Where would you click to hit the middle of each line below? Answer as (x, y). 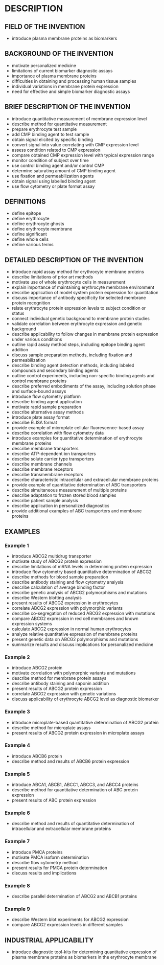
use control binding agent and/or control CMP (58, 165)
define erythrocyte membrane (42, 229)
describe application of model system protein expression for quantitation (85, 293)
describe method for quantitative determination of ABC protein (75, 790)
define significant (29, 234)
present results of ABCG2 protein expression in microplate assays (78, 733)
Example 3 (17, 712)
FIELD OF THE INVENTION (45, 27)
